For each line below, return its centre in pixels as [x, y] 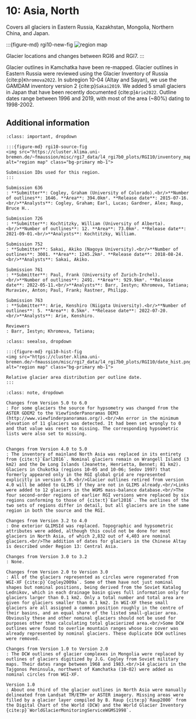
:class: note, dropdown [35, 393]
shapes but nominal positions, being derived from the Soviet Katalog [94, 587]
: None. [15, 561]
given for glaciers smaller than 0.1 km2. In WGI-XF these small [87, 602]
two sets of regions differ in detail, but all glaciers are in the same [98, 505]
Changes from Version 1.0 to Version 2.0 [57, 649]
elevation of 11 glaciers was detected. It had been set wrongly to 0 [94, 423]
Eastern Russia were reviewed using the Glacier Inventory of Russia [87, 73]
